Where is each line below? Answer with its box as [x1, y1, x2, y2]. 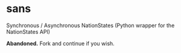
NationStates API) [6, 28, 50, 35]
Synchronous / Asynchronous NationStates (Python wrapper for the [6, 22, 175, 29]
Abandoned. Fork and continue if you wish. [6, 40, 115, 47]
